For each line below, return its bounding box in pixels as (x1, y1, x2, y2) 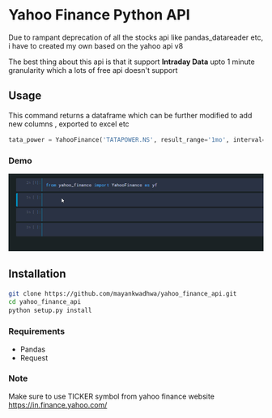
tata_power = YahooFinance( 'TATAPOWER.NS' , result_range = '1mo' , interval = (8, 135, 266, 143)
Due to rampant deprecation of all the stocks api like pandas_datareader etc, (8, 32, 264, 42)
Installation (8, 267, 66, 281)
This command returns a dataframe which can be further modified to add (8, 110, 253, 120)
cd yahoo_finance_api (8, 298, 82, 306)
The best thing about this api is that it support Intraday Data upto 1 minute (8, 57, 255, 66)
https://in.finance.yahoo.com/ (8, 399, 108, 410)
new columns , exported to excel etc (8, 119, 130, 129)
